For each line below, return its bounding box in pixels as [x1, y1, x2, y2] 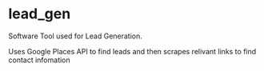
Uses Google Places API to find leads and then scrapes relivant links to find [8, 46, 257, 56]
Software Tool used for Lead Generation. [8, 31, 142, 41]
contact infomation [8, 55, 70, 65]
